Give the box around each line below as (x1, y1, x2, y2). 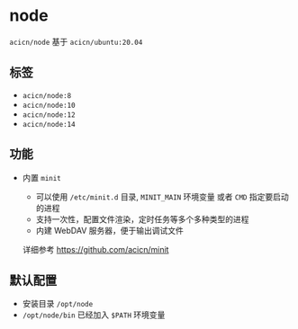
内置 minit (22, 172, 61, 182)
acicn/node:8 (22, 91, 72, 100)
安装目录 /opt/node (22, 298, 94, 309)
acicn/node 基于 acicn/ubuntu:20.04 (9, 36, 143, 47)
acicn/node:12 (22, 110, 76, 120)
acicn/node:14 (22, 120, 76, 129)
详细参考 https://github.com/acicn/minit (22, 244, 169, 254)
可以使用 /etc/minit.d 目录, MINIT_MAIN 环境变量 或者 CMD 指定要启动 (35, 191, 290, 202)
